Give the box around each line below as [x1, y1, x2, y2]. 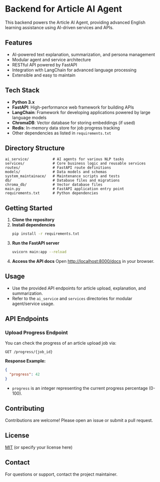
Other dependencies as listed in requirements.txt [12, 130, 111, 136]
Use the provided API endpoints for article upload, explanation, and [12, 285, 146, 291]
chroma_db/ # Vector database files [5, 182, 103, 187]
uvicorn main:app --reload [12, 250, 67, 255]
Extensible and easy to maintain [12, 72, 76, 78]
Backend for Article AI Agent [5, 3, 122, 15]
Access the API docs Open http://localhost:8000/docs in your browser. [12, 258, 155, 264]
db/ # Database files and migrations [5, 178, 120, 183]
